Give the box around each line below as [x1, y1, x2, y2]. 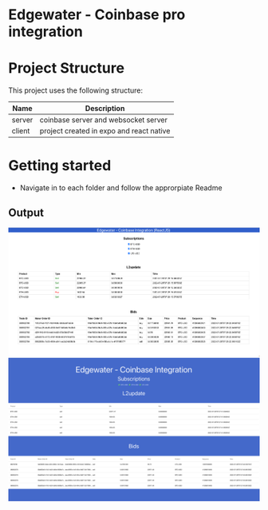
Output [8, 205, 44, 219]
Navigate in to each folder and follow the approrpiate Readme [19, 182, 223, 193]
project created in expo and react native [39, 126, 171, 136]
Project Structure [8, 59, 125, 78]
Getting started [8, 156, 112, 174]
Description [85, 103, 125, 113]
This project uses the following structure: [8, 86, 144, 95]
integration [8, 22, 84, 41]
